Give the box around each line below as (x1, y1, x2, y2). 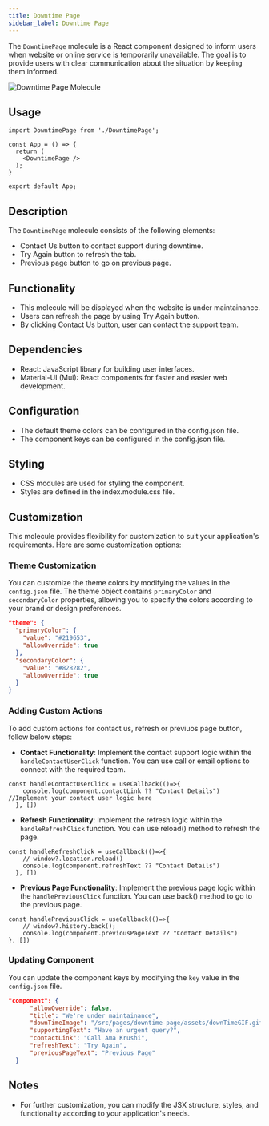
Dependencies (8, 343, 82, 356)
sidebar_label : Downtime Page (8, 19, 110, 27)
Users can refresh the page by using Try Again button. (19, 311, 200, 320)
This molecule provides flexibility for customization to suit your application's (8, 532, 259, 541)
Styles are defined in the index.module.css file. (19, 487, 175, 497)
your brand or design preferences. (8, 604, 122, 613)
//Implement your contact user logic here (8, 794, 152, 802)
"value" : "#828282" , (22, 664, 91, 672)
